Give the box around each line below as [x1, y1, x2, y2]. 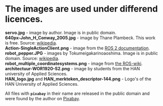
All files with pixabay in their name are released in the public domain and [5, 91, 150, 96]
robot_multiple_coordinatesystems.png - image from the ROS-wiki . [5, 61, 143, 66]
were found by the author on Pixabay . [5, 95, 80, 101]
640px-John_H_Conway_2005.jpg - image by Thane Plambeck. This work [5, 35, 156, 41]
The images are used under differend [5, 3, 158, 15]
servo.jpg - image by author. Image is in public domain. [5, 30, 117, 35]
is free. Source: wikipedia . [5, 40, 57, 45]
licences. [5, 14, 43, 25]
